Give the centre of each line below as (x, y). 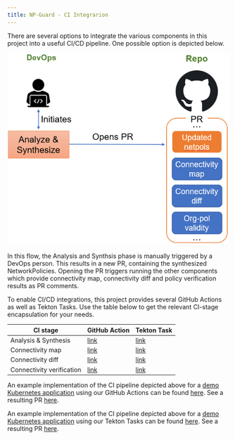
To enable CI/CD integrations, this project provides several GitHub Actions (115, 299)
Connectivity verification (46, 370)
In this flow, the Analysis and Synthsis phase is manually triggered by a (110, 256)
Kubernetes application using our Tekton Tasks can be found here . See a (113, 421)
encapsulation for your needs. (51, 314)
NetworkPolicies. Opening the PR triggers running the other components (113, 271)
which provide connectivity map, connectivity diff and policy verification (112, 278)
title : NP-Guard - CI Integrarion (58, 15)
